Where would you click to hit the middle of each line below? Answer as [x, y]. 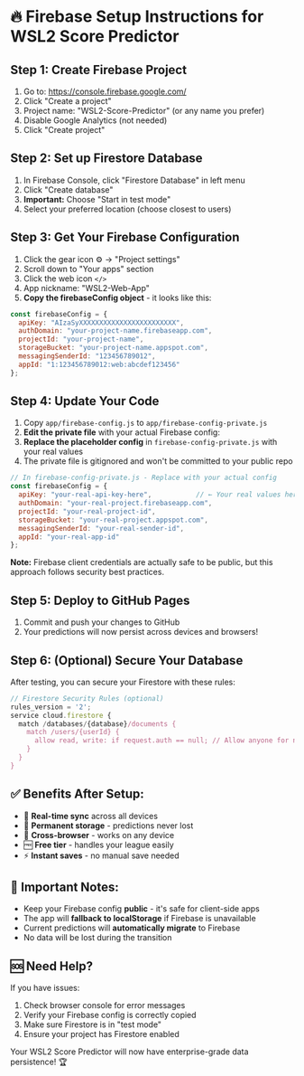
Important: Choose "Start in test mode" [97, 199]
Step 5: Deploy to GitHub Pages [100, 600]
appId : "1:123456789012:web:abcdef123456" [99, 364]
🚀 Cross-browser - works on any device [99, 835]
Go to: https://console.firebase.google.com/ [105, 91]
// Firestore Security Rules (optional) [88, 698]
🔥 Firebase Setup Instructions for [137, 17]
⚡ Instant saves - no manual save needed [101, 855]
